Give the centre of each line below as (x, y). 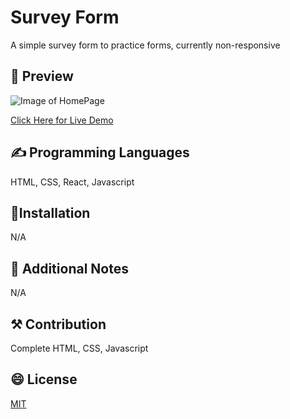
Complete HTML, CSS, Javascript (79, 348)
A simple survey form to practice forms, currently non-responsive (145, 45)
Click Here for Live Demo (62, 120)
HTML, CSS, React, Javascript (72, 182)
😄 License (44, 379)
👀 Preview (42, 76)
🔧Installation (50, 212)
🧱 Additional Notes (69, 268)
